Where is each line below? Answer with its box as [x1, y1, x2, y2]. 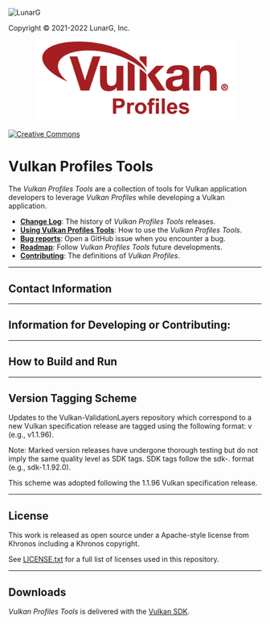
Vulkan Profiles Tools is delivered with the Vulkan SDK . [8, 607, 190, 617]
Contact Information [8, 281, 112, 295]
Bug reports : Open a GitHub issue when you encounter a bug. [19, 234, 227, 244]
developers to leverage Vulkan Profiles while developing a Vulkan [8, 193, 225, 203]
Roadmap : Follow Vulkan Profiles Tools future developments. [19, 242, 223, 252]
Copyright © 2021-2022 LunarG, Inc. [8, 23, 130, 32]
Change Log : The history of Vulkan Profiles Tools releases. [19, 217, 216, 227]
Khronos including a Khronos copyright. [8, 539, 140, 548]
